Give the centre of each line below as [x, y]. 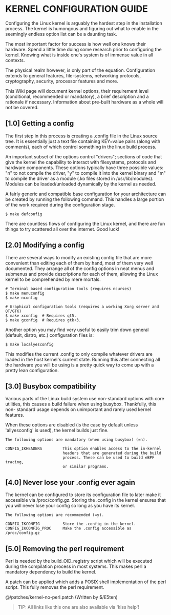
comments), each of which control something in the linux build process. [81, 147]
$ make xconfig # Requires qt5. [41, 316]
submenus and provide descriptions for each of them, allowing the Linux [82, 274]
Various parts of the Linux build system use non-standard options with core [85, 399]
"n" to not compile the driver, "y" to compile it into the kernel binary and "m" [85, 173]
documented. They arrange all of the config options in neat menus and [80, 268]
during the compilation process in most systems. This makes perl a [76, 566]
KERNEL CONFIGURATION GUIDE [77, 9]
